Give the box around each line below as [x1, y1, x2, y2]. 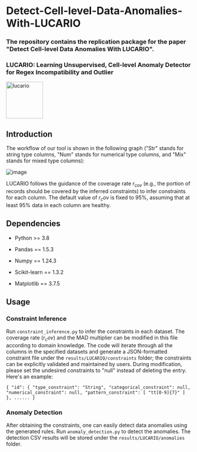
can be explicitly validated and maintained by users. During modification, [6, 361, 182, 368]
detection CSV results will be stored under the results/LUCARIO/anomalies [6, 434, 185, 441]
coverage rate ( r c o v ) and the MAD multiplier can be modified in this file [6, 334, 178, 343]
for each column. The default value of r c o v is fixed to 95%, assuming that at [6, 194, 190, 202]
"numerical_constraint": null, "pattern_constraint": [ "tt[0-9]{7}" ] [6, 390, 185, 395]
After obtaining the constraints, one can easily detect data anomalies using [6, 422, 188, 429]
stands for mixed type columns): [6, 157, 85, 164]
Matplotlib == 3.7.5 [14, 280, 61, 287]
